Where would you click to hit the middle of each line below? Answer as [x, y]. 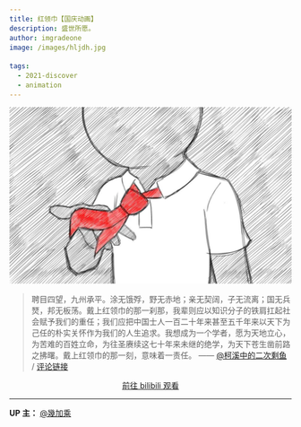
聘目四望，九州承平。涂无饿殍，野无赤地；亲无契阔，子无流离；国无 [157, 299]
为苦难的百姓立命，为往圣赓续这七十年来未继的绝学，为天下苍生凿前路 [161, 344]
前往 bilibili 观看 [150, 385]
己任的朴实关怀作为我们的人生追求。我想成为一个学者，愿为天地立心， [161, 333]
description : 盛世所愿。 [52, 28]
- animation [40, 85]
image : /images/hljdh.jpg [57, 48]
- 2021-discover [47, 76]
